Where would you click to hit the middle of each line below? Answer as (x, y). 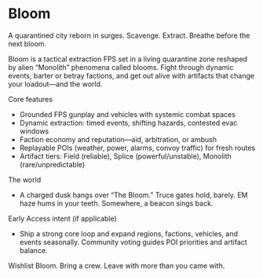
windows (34, 131)
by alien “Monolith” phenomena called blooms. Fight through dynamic (121, 67)
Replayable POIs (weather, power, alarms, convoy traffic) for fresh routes (137, 148)
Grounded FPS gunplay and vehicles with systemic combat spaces (127, 114)
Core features (31, 99)
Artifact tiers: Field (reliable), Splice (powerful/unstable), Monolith (125, 156)
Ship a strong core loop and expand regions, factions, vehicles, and (128, 233)
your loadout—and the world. (55, 84)
